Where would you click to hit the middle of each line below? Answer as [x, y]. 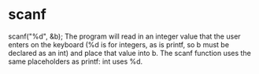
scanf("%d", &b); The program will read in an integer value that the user [125, 36]
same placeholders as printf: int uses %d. [76, 61]
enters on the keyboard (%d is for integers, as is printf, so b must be [119, 44]
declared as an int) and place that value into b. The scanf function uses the [130, 53]
